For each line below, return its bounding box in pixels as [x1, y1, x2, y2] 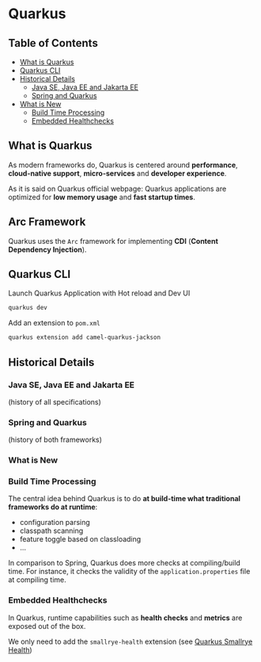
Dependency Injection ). [8, 245, 87, 254]
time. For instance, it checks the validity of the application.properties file [8, 567, 251, 576]
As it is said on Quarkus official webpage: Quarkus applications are [8, 184, 227, 193]
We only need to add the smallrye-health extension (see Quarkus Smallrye [8, 637, 253, 646]
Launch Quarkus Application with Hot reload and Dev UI [8, 288, 191, 298]
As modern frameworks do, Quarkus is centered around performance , [8, 160, 239, 169]
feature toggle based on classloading [19, 535, 142, 544]
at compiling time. [8, 575, 67, 584]
